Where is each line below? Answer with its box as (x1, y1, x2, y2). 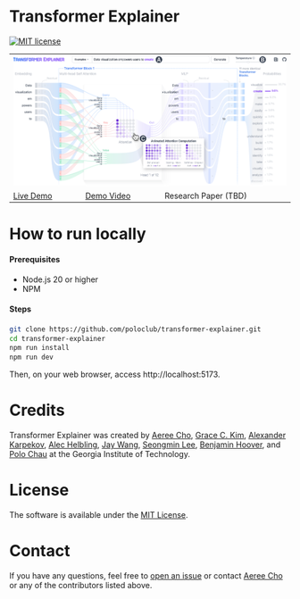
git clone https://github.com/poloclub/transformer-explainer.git (9, 324, 262, 334)
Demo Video (85, 190, 131, 201)
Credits (9, 400, 65, 420)
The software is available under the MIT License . (9, 510, 189, 520)
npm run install (9, 344, 70, 353)
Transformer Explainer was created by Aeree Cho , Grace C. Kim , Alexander (9, 430, 287, 441)
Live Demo (12, 190, 53, 201)
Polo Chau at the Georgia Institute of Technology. (9, 449, 190, 460)
